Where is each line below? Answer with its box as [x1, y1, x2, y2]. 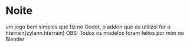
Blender [5, 35, 25, 42]
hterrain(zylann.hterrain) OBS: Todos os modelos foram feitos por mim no [5, 29, 184, 36]
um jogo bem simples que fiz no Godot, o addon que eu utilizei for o [5, 23, 171, 30]
